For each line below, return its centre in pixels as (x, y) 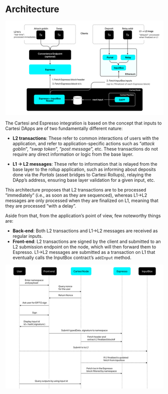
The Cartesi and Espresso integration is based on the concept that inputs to (83, 123)
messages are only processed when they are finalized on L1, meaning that (82, 201)
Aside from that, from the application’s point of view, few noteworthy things (83, 216)
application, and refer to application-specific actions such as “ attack (83, 144)
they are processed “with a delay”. (41, 206)
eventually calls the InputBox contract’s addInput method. (72, 257)
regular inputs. (27, 236)
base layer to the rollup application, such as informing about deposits (84, 169)
